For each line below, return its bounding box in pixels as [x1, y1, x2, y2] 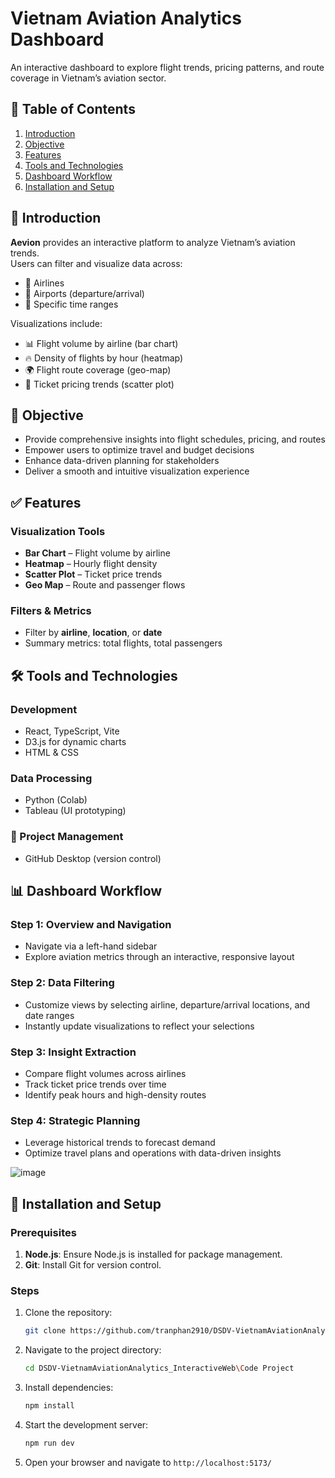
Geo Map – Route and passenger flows [24, 579, 186, 591]
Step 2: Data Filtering [10, 976, 115, 990]
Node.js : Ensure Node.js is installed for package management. [24, 1248, 283, 1260]
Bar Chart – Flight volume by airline [24, 547, 171, 559]
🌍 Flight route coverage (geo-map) [24, 363, 172, 376]
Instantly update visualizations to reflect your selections [24, 1020, 255, 1032]
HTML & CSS [24, 747, 79, 759]
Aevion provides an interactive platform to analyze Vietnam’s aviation [10, 236, 296, 248]
